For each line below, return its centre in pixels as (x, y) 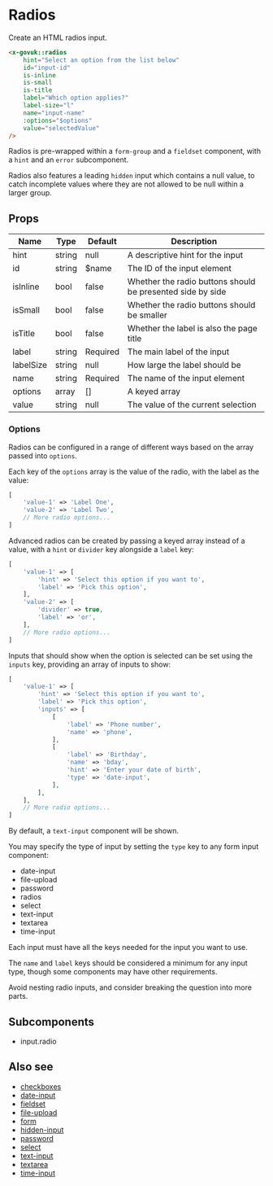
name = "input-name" (54, 113)
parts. (18, 996)
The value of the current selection (192, 405)
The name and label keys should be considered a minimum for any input (128, 963)
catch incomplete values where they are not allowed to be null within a (126, 184)
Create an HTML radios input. (58, 37)
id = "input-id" (47, 68)
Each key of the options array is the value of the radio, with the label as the (134, 471)
